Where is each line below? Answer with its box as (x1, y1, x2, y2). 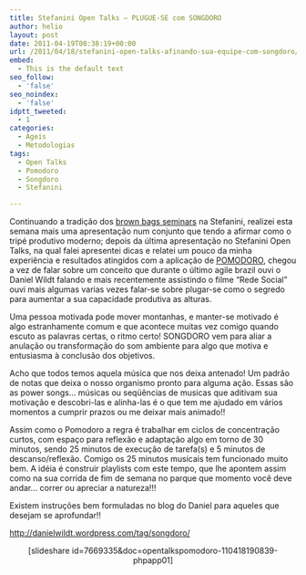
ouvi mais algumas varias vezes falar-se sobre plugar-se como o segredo (9, 284, 285, 295)
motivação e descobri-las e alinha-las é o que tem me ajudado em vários (9, 397, 283, 408)
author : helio (9, 22, 64, 31)
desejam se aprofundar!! (9, 510, 102, 521)
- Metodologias (17, 141, 76, 150)
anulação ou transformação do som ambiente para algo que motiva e (9, 340, 269, 351)
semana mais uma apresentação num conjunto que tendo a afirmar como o (9, 225, 291, 237)
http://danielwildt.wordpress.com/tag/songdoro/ (9, 528, 191, 538)
